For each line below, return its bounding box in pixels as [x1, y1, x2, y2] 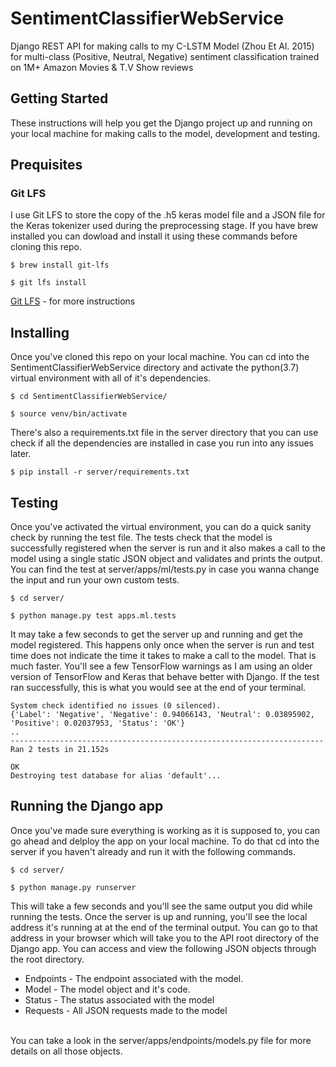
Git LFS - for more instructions [10, 295, 136, 307]
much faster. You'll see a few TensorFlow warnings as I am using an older [10, 660, 313, 672]
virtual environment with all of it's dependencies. [10, 372, 212, 384]
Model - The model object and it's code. [24, 983, 191, 995]
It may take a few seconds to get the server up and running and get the [10, 628, 303, 641]
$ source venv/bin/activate [10, 409, 128, 419]
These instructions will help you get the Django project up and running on [10, 117, 313, 129]
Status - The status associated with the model [24, 993, 215, 1006]
